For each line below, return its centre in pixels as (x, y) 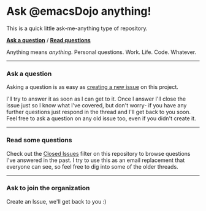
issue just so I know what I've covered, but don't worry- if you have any (97, 105)
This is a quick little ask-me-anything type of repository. (77, 28)
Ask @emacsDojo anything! (79, 11)
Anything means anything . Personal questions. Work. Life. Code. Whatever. (101, 52)
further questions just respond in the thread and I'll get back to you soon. (99, 112)
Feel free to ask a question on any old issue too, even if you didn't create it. (101, 118)
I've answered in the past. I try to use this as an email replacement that (96, 160)
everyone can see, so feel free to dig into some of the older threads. (93, 166)
